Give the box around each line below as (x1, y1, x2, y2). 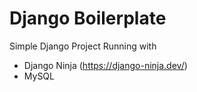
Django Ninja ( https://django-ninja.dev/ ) (23, 59, 188, 71)
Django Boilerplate (9, 7, 167, 30)
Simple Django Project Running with (9, 40, 157, 52)
